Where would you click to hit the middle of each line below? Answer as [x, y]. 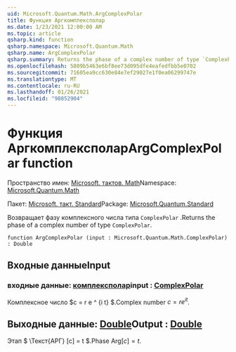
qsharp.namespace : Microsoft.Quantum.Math [70, 46]
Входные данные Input [59, 265]
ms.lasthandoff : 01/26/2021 [48, 92]
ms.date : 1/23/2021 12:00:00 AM [54, 27]
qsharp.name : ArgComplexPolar [52, 53]
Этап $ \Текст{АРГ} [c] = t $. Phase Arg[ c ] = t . [74, 341]
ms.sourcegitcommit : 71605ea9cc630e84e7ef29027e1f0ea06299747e [102, 72]
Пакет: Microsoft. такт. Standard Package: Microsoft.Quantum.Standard [111, 204]
